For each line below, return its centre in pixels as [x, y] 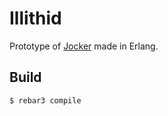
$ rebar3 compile [45, 100]
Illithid [35, 18]
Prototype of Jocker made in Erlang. [84, 46]
